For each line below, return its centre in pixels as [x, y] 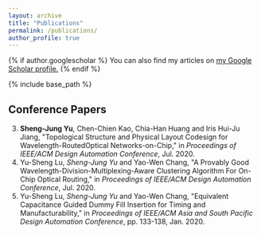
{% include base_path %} [50, 84]
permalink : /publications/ [53, 30]
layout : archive [35, 16]
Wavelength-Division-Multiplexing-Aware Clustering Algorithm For [128, 171]
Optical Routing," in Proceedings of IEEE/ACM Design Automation [144, 179]
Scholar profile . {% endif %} [55, 69]
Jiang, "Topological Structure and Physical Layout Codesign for [124, 137]
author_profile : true [44, 38]
